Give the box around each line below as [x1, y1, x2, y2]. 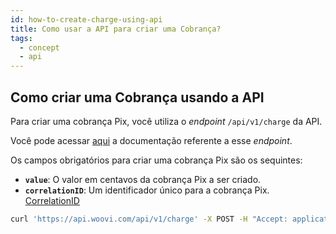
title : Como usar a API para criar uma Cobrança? [10, 24, 222, 34]
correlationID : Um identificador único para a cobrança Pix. [24, 184, 270, 196]
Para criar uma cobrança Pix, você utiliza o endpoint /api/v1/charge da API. [10, 115, 323, 127]
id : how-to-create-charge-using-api [10, 14, 163, 25]
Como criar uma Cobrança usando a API [10, 89, 265, 106]
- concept [19, 42, 60, 53]
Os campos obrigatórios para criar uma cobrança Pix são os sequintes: [10, 154, 303, 166]
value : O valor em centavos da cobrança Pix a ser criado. [24, 173, 262, 185]
